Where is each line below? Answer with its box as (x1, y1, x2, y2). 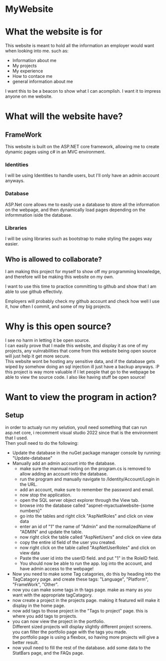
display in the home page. (12, 602, 65, 608)
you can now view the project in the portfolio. (12, 618, 105, 624)
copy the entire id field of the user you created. (19, 539, 116, 545)
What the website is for (5, 26, 103, 38)
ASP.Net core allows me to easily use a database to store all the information (5, 201, 160, 207)
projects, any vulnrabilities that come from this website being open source (5, 348, 157, 354)
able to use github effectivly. (5, 289, 63, 295)
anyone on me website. (5, 93, 53, 100)
